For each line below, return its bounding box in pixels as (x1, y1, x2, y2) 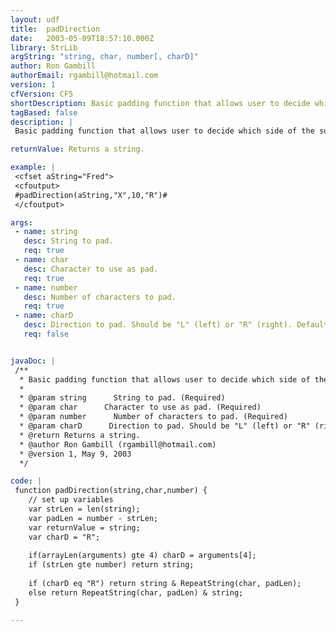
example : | (10, 162, 56, 173)
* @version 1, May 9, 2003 (19, 449, 132, 459)
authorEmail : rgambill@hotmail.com (10, 71, 159, 81)
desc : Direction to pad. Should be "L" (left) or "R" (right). (23, 320, 293, 330)
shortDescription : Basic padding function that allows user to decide (10, 98, 311, 108)
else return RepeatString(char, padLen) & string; (28, 587, 244, 598)
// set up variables (28, 495, 114, 505)
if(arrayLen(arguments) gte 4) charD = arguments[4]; (28, 551, 257, 561)
